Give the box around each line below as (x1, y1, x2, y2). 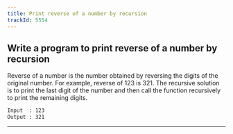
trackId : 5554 (7, 17, 49, 24)
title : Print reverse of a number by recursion (7, 10, 148, 17)
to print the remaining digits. (7, 94, 88, 102)
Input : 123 (7, 107, 45, 115)
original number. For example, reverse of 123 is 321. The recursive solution (7, 79, 220, 87)
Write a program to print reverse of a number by (7, 42, 218, 54)
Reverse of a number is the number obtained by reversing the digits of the (7, 72, 218, 80)
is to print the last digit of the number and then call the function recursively (7, 86, 221, 94)
